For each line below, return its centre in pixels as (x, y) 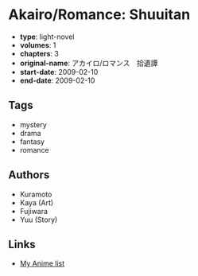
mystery (33, 124)
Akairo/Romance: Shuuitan (99, 15)
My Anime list (42, 263)
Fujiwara (34, 211)
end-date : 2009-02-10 (57, 80)
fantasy (32, 142)
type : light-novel (47, 37)
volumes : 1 (38, 45)
